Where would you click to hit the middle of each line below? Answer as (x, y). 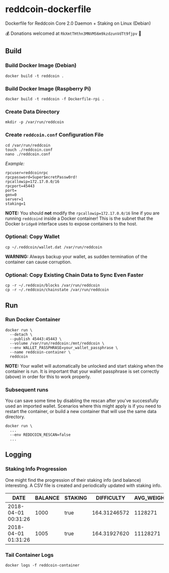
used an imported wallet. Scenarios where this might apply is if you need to (83, 406)
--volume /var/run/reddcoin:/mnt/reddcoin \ (57, 343)
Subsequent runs (27, 389)
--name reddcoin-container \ (40, 352)
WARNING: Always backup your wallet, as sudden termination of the (76, 256)
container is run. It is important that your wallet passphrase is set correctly (82, 371)
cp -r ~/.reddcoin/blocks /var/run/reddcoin (53, 285)
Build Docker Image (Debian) (41, 66)
